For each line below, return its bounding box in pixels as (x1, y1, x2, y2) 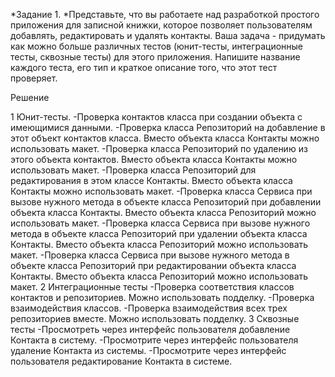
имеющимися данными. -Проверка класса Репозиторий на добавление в (10, 122, 326, 133)
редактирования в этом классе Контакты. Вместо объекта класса (10, 175, 293, 186)
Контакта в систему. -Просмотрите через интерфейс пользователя (10, 334, 299, 346)
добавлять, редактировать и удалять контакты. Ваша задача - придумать (10, 30, 326, 41)
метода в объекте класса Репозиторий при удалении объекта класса (10, 228, 308, 239)
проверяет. (10, 72, 58, 84)
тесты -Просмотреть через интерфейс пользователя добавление (10, 324, 291, 335)
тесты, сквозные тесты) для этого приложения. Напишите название (10, 51, 301, 63)
